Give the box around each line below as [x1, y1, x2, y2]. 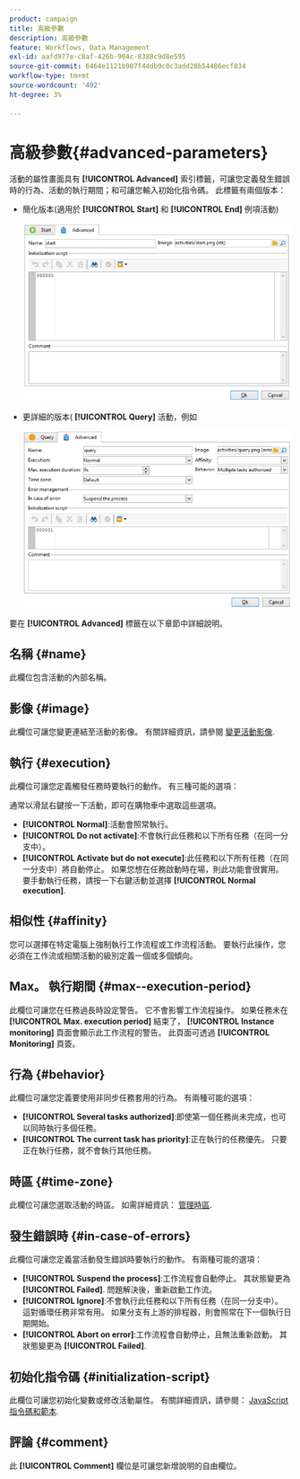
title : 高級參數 [9, 23, 64, 33]
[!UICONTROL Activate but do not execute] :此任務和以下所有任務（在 [21, 853, 281, 864]
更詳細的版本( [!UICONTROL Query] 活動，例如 [21, 411, 197, 422]
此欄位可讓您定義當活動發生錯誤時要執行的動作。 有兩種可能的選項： [9, 1254, 262, 1265]
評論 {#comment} [9, 1435, 109, 1450]
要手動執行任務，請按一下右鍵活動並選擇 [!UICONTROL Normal [21, 876, 257, 886]
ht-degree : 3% [9, 90, 63, 99]
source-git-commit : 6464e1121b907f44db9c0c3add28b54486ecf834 [9, 62, 246, 71]
